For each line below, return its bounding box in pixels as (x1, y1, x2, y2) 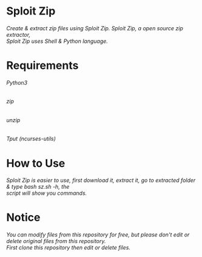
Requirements (6, 59, 79, 72)
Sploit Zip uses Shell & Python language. (6, 37, 108, 45)
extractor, (6, 31, 31, 38)
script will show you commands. (6, 189, 87, 197)
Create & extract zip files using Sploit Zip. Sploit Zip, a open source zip (6, 24, 183, 31)
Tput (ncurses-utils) (6, 135, 56, 143)
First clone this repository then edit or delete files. (6, 244, 130, 251)
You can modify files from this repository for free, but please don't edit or (6, 231, 190, 238)
